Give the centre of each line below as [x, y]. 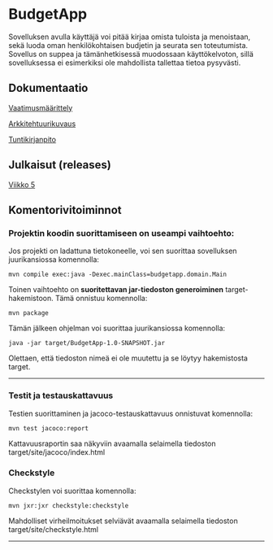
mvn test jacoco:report [49, 428]
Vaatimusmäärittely [41, 107]
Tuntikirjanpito [32, 139]
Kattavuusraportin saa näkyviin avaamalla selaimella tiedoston [113, 443]
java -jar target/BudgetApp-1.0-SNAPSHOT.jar [87, 343]
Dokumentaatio [48, 88]
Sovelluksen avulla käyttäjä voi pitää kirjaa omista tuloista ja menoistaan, [130, 37]
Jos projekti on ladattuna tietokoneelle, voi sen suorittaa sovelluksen [123, 251]
